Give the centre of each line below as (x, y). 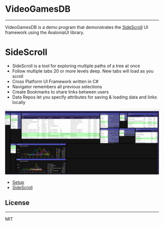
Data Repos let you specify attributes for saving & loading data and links (84, 97)
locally (19, 102)
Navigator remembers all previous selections (57, 86)
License (17, 203)
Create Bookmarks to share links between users (60, 92)
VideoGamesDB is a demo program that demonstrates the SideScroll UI (77, 27)
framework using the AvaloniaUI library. (45, 32)
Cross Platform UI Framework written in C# (55, 81)
